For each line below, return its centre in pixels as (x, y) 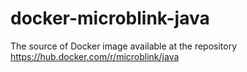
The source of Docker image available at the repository (124, 46)
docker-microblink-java (110, 18)
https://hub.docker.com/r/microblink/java (95, 56)
